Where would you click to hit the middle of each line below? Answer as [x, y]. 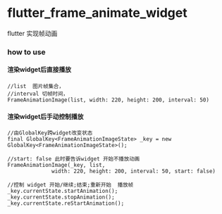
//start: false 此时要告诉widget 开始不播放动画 [74, 159]
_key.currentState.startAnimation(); [63, 191]
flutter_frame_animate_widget [98, 13]
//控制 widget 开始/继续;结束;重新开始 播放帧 [70, 185]
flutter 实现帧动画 [32, 33]
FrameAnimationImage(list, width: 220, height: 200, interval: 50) [109, 100]
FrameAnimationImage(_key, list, [56, 165]
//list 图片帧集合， [36, 87]
